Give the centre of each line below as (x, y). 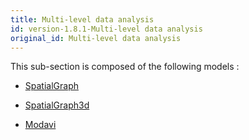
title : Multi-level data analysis (82, 19)
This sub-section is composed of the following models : (125, 67)
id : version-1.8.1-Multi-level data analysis (106, 29)
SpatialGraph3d (57, 105)
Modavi (40, 125)
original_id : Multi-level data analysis (96, 38)
